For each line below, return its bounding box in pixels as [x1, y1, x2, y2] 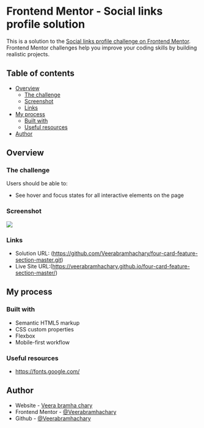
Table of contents [6, 68, 75, 79]
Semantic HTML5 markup [15, 319, 80, 327]
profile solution [6, 17, 86, 31]
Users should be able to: [6, 180, 68, 187]
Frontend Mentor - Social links [6, 4, 163, 18]
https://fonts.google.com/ [15, 368, 80, 375]
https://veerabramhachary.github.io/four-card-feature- [52, 263, 191, 270]
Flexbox [15, 332, 35, 339]
